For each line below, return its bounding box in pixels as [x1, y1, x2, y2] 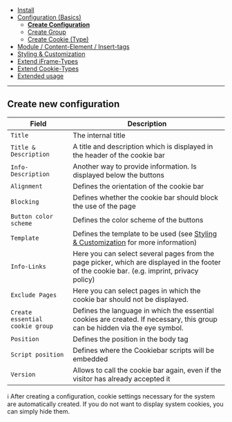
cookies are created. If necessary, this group [72, 314, 217, 324]
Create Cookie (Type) [27, 35, 89, 44]
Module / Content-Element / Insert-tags [17, 43, 130, 50]
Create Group [27, 28, 67, 36]
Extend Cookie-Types [17, 65, 79, 73]
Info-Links [10, 262, 46, 270]
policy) [72, 274, 95, 284]
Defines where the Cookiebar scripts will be [72, 345, 215, 355]
